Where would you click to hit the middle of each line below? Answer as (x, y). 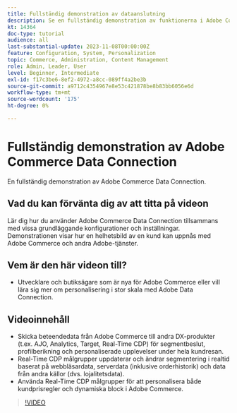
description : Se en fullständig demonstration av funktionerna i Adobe (115, 20)
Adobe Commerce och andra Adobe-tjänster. (73, 243)
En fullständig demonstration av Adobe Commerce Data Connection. (107, 181)
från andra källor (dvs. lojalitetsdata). (71, 374)
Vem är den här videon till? (67, 265)
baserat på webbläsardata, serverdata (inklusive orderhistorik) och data (121, 366)
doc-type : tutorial (36, 34)
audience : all (28, 40)
